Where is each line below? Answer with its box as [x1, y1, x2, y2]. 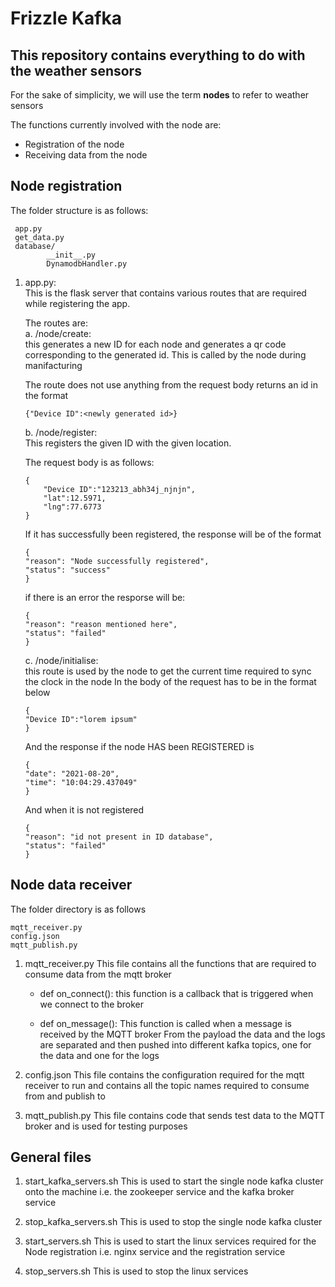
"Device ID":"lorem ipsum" [24, 714, 138, 724]
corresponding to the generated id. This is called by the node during [24, 348, 307, 361]
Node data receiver [10, 877, 133, 894]
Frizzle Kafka [10, 7, 123, 30]
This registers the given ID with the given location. [24, 437, 232, 449]
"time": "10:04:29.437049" [24, 777, 138, 787]
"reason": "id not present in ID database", [24, 832, 214, 842]
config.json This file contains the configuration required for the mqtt [24, 1068, 305, 1081]
